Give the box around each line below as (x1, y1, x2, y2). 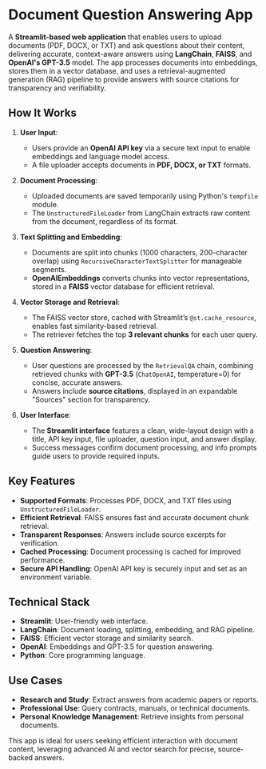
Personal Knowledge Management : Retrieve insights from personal (19, 712, 244, 722)
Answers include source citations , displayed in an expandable (31, 386, 238, 395)
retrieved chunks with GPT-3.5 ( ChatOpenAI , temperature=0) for (31, 369, 241, 378)
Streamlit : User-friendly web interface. (19, 616, 149, 626)
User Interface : (19, 410, 72, 419)
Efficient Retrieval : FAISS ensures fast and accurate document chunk (19, 512, 249, 522)
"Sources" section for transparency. (31, 395, 150, 404)
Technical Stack (8, 595, 90, 609)
